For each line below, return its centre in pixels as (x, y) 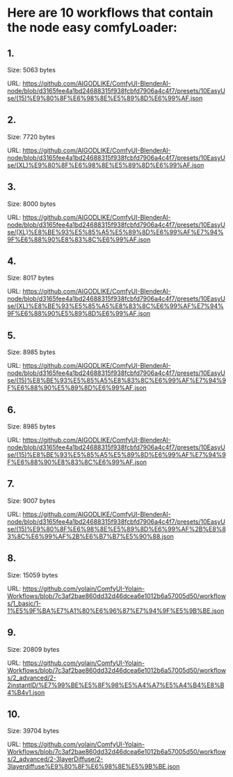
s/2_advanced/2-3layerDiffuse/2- (55, 759)
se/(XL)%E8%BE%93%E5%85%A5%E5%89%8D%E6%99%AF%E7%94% (115, 232)
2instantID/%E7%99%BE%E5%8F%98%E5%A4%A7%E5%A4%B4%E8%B (116, 685)
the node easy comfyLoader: (92, 27)
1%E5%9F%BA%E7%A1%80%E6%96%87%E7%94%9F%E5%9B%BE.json (116, 611)
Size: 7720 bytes (31, 136)
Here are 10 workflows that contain (110, 13)
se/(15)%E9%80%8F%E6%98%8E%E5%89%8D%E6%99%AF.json (105, 98)
